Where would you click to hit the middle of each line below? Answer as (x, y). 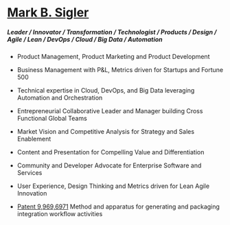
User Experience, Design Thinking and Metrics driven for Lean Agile (113, 186)
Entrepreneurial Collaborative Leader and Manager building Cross (110, 111)
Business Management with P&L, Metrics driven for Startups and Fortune (120, 70)
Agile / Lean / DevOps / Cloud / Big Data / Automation (85, 39)
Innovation (32, 193)
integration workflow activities (60, 214)
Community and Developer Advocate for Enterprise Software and (109, 165)
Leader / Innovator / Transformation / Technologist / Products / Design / (112, 32)
